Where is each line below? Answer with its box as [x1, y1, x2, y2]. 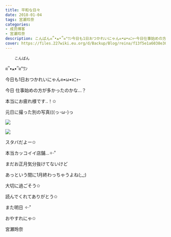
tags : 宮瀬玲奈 [5, 17, 35, 22]
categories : [5, 21, 31, 27]
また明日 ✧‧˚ [5, 204, 31, 210]
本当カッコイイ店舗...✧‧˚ [5, 149, 56, 156]
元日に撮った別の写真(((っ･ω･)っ [5, 109, 74, 115]
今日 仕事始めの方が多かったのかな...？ [5, 87, 87, 93]
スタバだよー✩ [5, 139, 36, 145]
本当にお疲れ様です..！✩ [5, 98, 56, 104]
